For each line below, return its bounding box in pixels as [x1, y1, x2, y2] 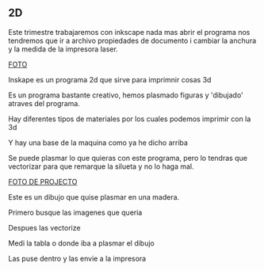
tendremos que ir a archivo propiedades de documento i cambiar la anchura [8, 36, 257, 45]
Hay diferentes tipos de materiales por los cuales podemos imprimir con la [8, 114, 251, 124]
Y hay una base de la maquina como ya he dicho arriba [8, 138, 189, 147]
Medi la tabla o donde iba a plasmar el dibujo [8, 238, 155, 248]
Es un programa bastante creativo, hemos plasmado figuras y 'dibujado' [8, 90, 243, 100]
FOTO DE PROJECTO [8, 177, 78, 186]
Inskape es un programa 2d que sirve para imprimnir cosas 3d [8, 74, 212, 84]
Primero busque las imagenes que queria [8, 208, 143, 217]
